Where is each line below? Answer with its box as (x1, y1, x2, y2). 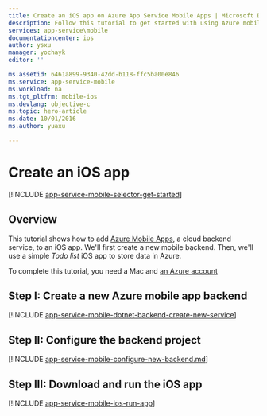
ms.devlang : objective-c (8, 100, 91, 108)
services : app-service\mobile (8, 26, 109, 34)
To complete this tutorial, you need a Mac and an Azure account (8, 266, 219, 275)
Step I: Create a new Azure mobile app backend (8, 290, 248, 303)
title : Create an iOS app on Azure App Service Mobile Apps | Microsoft (8, 11, 254, 20)
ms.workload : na (8, 85, 62, 93)
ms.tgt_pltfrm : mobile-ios (8, 92, 98, 100)
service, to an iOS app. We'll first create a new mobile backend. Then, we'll (8, 242, 253, 251)
